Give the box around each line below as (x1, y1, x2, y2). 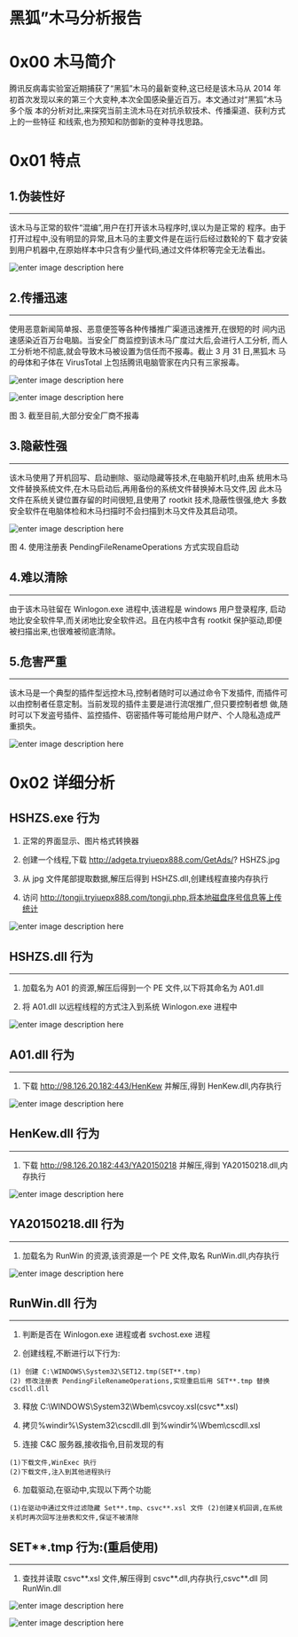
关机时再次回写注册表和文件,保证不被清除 (9, 1514, 139, 1523)
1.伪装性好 (9, 188, 66, 204)
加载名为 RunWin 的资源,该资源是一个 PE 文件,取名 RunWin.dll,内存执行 (21, 1250, 279, 1261)
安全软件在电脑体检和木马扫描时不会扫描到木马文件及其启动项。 (9, 505, 242, 515)
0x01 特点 (9, 151, 82, 171)
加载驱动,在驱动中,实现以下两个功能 (21, 1484, 152, 1495)
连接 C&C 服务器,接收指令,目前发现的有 (21, 1439, 165, 1450)
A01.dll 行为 (9, 1047, 75, 1062)
